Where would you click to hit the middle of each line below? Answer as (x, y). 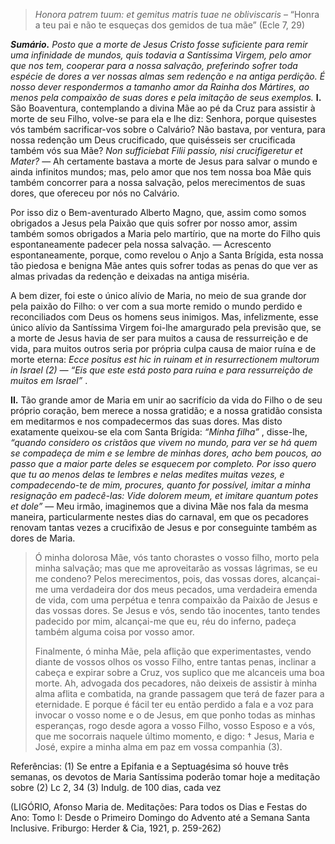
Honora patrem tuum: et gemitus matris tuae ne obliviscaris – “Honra (177, 14)
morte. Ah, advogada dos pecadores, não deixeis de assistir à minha (176, 683)
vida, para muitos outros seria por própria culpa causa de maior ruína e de (163, 348)
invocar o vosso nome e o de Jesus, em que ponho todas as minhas (175, 715)
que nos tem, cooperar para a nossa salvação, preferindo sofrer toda (154, 65)
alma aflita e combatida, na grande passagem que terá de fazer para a (179, 693)
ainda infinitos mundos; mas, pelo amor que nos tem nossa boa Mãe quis (161, 172)
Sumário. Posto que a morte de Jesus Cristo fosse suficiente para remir (159, 44)
